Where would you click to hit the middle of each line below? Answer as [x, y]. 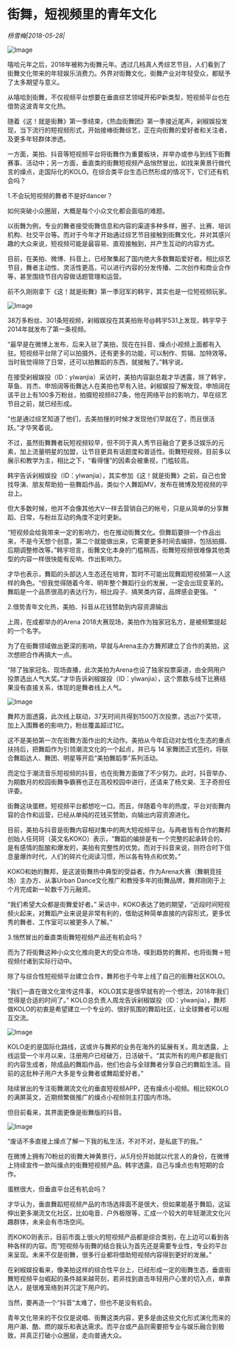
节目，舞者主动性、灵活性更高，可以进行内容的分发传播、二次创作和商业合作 [119, 267]
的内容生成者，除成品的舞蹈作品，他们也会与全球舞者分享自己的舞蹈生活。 [116, 1064]
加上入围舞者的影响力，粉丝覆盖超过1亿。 [68, 725]
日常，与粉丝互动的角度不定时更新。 [72, 517]
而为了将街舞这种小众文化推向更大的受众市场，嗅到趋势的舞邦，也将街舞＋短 [119, 952]
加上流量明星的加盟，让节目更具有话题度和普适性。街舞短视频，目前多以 [125, 451]
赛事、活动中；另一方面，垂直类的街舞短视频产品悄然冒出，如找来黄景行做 [116, 162]
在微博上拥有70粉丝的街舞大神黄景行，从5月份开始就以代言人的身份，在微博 [118, 1156]
